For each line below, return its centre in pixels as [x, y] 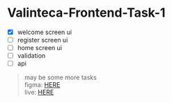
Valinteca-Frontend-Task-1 [86, 13]
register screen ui [42, 40]
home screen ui [40, 48]
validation [31, 56]
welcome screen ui [44, 32]
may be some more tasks [61, 77]
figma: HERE [42, 85]
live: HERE [39, 93]
